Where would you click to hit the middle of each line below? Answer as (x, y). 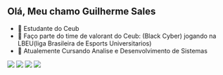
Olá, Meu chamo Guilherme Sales (82, 12)
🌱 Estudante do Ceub (48, 28)
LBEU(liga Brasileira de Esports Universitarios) (84, 43)
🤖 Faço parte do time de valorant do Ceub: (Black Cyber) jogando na (117, 36)
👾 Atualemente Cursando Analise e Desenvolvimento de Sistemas (112, 50)
